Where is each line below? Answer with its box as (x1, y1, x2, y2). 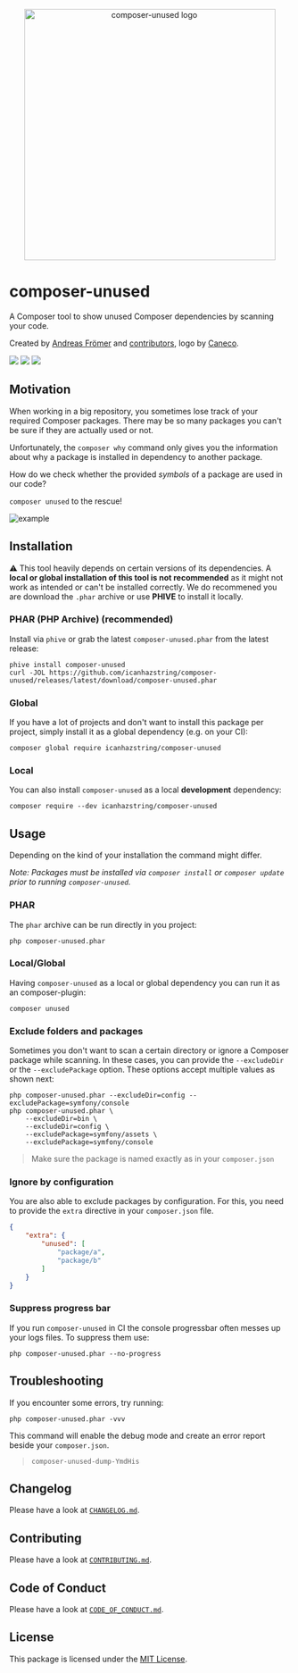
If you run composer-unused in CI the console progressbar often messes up (9, 1322, 281, 1333)
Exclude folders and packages (9, 1025, 144, 1037)
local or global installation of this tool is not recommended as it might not (9, 572, 284, 582)
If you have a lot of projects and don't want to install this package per (9, 717, 264, 728)
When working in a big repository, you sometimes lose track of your (9, 406, 259, 416)
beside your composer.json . (9, 1439, 110, 1451)
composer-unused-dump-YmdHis (30, 1457, 140, 1466)
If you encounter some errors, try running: (9, 1397, 164, 1408)
